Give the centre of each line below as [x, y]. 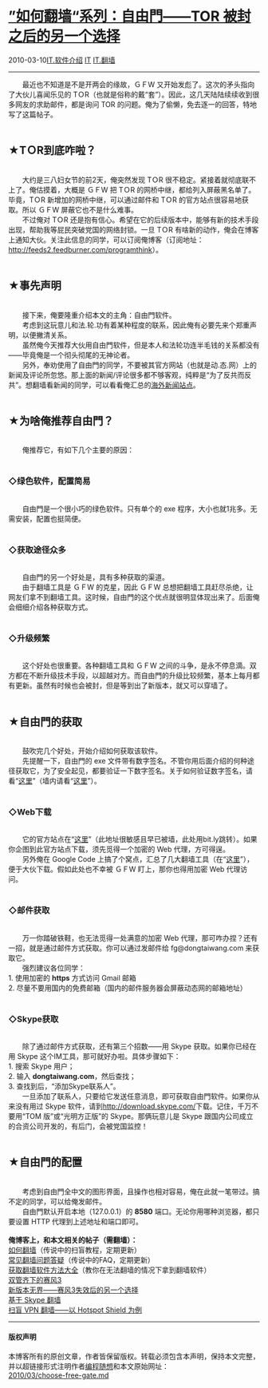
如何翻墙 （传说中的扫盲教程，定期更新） [75, 1250]
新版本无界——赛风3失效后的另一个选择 [73, 1290]
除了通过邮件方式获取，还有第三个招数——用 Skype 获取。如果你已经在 [139, 1046]
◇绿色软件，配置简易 [49, 482]
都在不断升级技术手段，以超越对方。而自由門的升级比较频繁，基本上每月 [134, 676]
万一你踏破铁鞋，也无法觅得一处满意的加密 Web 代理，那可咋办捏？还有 [140, 938]
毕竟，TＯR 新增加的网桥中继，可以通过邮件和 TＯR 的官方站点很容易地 [125, 200]
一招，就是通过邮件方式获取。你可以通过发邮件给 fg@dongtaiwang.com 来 [130, 948]
